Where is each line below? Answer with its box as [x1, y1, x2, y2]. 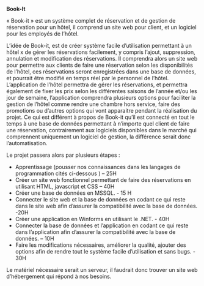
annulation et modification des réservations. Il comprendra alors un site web [6, 55, 198, 62]
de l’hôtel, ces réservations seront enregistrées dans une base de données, [6, 68, 197, 75]
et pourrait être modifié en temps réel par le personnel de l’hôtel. [6, 75, 169, 81]
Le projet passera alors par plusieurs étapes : [6, 151, 120, 159]
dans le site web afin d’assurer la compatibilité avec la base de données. [15, 202, 198, 209]
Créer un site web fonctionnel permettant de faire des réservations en [15, 176, 191, 183]
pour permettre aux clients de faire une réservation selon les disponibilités [6, 61, 194, 69]
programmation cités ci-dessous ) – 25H [15, 170, 117, 177]
